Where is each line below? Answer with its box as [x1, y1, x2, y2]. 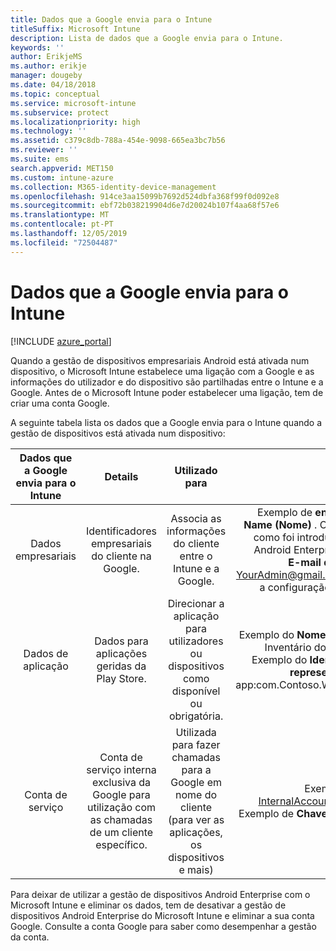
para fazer [171, 737, 221, 751]
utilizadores [168, 634, 224, 648]
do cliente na [91, 549, 152, 563]
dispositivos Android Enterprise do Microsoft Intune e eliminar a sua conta [10, 909, 315, 921]
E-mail [288, 555, 322, 569]
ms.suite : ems [10, 154, 70, 164]
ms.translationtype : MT [10, 210, 110, 220]
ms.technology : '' [10, 126, 87, 136]
